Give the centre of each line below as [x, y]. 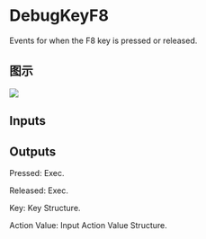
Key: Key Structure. [45, 208]
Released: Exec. [39, 190]
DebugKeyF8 [59, 16]
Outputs [33, 151]
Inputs [28, 121]
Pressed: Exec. [37, 173]
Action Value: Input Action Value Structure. [89, 225]
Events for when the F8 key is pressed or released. [103, 40]
